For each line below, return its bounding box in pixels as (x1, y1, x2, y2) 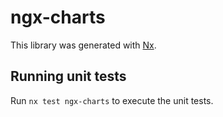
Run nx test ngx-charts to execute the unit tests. (10, 94, 214, 106)
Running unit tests (10, 68, 127, 85)
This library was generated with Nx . (10, 39, 157, 51)
